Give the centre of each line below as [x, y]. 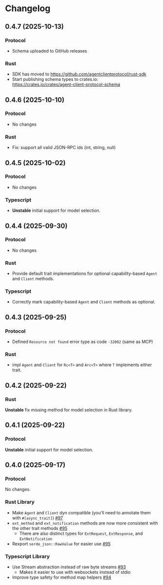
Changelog [28, 9]
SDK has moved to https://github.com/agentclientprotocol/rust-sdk [79, 74]
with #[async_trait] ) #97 [37, 518]
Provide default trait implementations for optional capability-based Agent [84, 274]
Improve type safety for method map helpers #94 [62, 577]
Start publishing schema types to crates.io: [55, 79]
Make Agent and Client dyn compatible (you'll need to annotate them [81, 512]
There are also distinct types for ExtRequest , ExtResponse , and [81, 533]
